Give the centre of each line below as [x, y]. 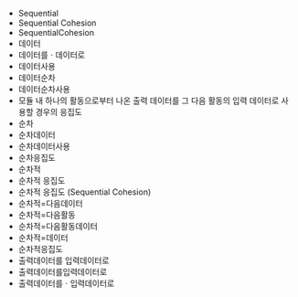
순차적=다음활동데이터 [58, 226]
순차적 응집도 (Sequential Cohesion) [85, 192]
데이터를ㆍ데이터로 [51, 55]
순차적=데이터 [43, 238]
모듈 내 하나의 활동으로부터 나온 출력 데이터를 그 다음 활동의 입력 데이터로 [149, 101]
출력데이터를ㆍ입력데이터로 [66, 283]
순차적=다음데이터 [51, 203]
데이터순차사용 [44, 89]
